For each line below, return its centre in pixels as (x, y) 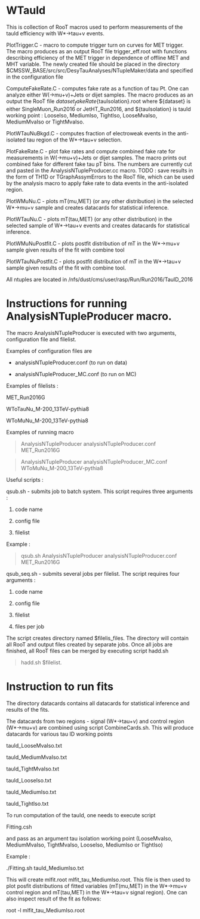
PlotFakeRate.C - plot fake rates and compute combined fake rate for (91, 151)
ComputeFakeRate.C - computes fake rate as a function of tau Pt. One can (98, 88)
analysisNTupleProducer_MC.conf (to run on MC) (76, 374)
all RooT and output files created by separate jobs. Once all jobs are (90, 644)
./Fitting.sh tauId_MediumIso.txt (45, 868)
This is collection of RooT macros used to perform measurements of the (95, 27)
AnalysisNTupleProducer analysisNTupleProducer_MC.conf (94, 461)
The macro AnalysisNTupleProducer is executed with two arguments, (91, 332)
